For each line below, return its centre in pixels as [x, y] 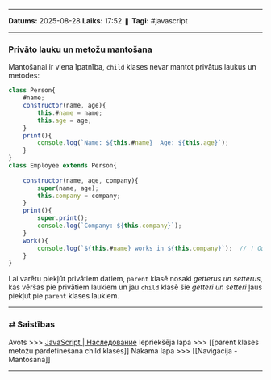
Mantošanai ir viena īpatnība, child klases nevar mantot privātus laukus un [132, 67]
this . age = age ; [65, 120]
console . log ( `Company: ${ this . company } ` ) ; [110, 226]
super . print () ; [63, 218]
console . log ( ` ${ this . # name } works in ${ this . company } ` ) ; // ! [146, 248]
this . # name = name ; [70, 113]
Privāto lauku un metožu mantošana [81, 49]
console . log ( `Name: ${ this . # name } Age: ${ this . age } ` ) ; [133, 143]
